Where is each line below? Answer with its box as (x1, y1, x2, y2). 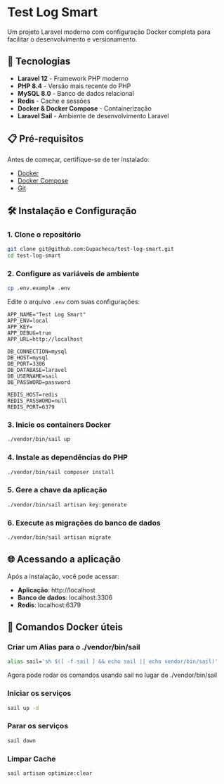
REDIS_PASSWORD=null (7, 397, 68, 405)
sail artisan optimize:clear (7, 769, 93, 777)
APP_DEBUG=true (7, 330, 52, 337)
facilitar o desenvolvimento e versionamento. (7, 35, 138, 43)
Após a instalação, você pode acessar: (7, 572, 119, 580)
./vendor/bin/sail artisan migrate (7, 533, 112, 541)
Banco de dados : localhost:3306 (17, 593, 113, 602)
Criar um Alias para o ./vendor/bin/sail (7, 642, 140, 652)
